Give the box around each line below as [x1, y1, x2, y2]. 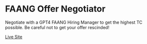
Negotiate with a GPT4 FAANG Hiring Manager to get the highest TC [5, 19, 143, 25]
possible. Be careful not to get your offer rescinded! [5, 24, 109, 30]
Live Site [5, 34, 23, 40]
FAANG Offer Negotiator [5, 3, 106, 15]
